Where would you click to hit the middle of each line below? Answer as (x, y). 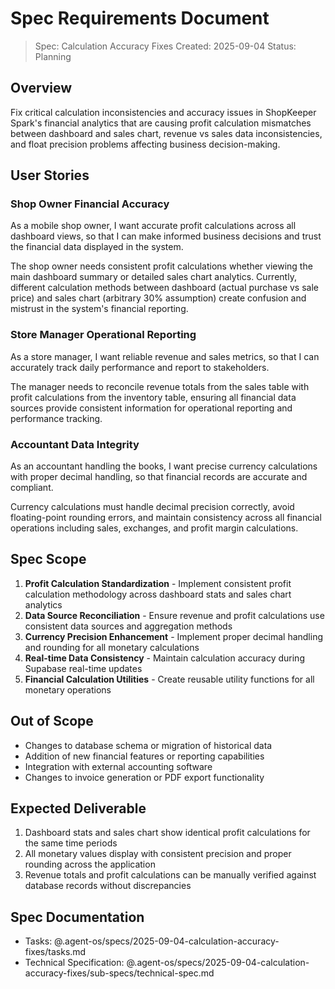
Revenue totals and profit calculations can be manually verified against (170, 875)
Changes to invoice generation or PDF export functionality (144, 777)
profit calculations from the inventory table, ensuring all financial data (153, 397)
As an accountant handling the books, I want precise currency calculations (164, 466)
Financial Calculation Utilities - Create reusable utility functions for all (169, 679)
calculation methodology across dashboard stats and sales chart (158, 594)
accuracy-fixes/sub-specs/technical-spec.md (119, 973)
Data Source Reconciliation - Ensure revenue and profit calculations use (174, 615)
